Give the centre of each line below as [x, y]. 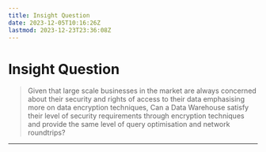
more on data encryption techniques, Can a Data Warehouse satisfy [138, 108]
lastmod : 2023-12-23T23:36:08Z [60, 30]
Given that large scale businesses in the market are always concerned [142, 91]
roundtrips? [46, 133]
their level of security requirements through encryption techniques [136, 116]
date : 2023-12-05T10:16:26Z [55, 23]
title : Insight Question [49, 15]
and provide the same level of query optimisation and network [129, 124]
